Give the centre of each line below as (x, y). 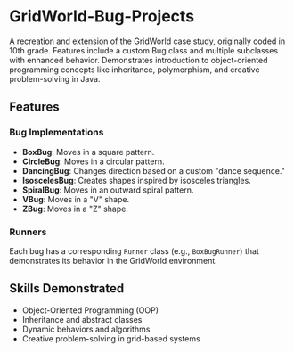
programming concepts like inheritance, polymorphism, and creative (135, 70)
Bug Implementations (57, 133)
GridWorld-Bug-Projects (102, 16)
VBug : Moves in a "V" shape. (76, 199)
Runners (28, 232)
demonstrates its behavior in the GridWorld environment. (114, 260)
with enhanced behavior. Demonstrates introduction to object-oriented (139, 60)
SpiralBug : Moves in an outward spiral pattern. (108, 190)
